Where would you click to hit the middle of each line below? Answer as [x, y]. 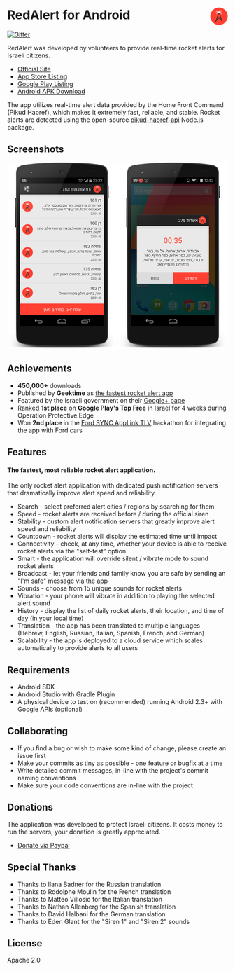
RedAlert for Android [69, 15]
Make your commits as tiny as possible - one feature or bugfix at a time [120, 763]
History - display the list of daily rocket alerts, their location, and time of [121, 611]
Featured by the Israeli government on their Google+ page [101, 400]
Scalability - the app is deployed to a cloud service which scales [110, 640]
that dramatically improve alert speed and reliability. [82, 493]
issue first [32, 755]
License [25, 943]
